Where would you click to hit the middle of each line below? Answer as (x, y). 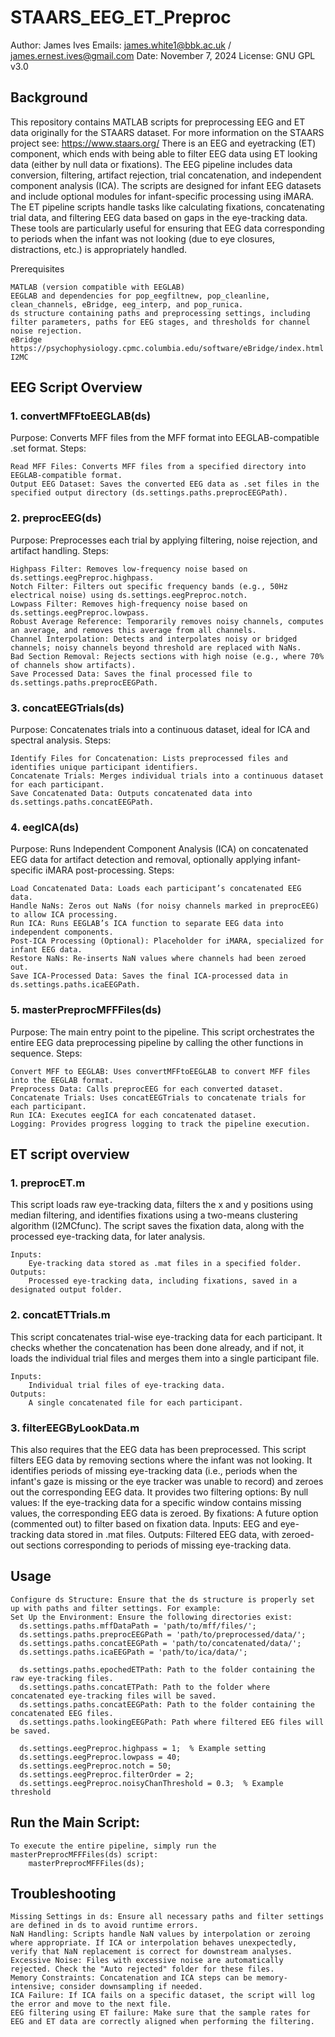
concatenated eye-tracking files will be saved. (113, 1696)
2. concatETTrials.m (60, 1315)
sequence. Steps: (46, 1053)
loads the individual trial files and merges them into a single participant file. (165, 1358)
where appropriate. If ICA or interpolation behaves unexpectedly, (154, 1943)
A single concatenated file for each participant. (136, 1402)
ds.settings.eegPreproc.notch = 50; (95, 1766)
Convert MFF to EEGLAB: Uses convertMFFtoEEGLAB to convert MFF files (160, 1071)
